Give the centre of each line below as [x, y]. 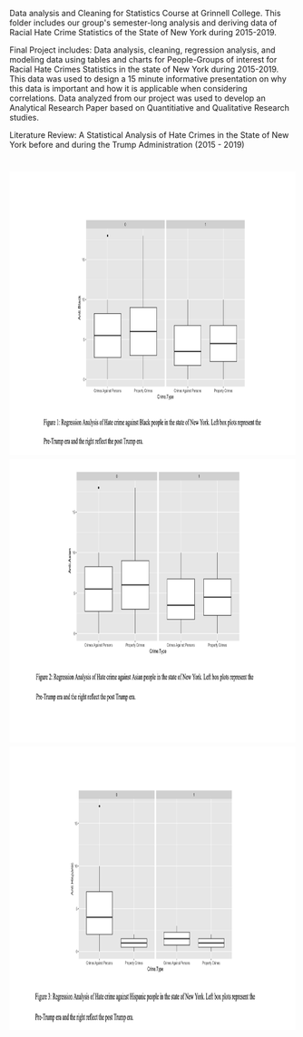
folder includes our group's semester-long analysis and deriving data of [143, 23]
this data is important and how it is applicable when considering [128, 88]
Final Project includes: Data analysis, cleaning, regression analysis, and [142, 50]
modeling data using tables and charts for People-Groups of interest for [143, 59]
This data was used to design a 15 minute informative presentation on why [148, 79]
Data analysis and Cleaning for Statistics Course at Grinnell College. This [145, 13]
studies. [24, 117]
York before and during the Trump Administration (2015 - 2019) [127, 145]
